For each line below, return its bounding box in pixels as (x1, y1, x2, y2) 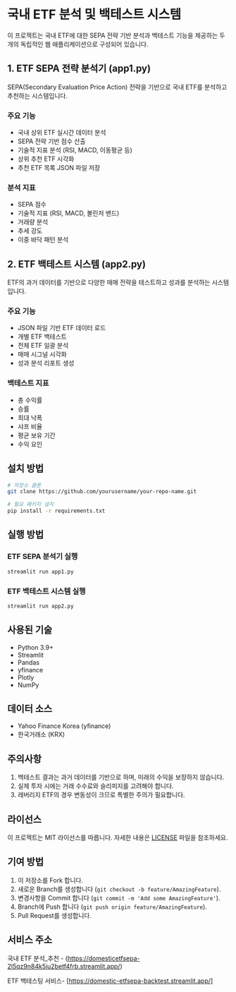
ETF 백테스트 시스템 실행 (7, 586, 86, 596)
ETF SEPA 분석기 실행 (7, 552, 78, 562)
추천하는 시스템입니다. (7, 91, 68, 99)
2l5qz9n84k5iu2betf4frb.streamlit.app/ (7, 962, 120, 970)
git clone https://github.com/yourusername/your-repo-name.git (7, 488, 197, 495)
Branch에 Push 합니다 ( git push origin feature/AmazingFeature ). (17, 902, 208, 911)
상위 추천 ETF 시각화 (17, 155, 75, 163)
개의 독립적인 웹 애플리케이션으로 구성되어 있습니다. (7, 40, 149, 48)
